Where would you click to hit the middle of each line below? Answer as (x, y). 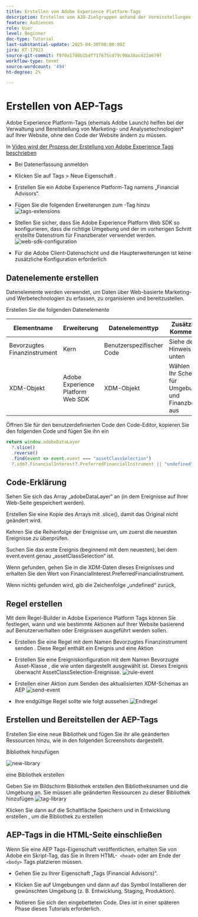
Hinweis (180, 349)
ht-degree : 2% (24, 72)
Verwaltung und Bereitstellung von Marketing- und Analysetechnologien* (95, 129)
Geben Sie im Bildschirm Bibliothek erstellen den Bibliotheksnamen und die (97, 786)
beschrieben (22, 153)
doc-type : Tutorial (30, 39)
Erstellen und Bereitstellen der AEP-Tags (82, 720)
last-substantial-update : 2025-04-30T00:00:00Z (66, 45)
